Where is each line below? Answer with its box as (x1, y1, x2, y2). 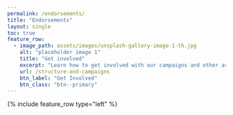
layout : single (7, 23, 51, 30)
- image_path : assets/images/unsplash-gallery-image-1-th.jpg (13, 42, 197, 49)
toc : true (7, 29, 36, 37)
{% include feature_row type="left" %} (7, 100, 118, 108)
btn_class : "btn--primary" (19, 81, 98, 88)
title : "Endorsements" (7, 17, 73, 24)
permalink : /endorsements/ (7, 10, 85, 17)
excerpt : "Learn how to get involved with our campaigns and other (19, 62, 218, 69)
